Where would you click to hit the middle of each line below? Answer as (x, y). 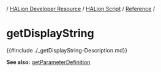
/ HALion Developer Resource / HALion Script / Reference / (80, 9)
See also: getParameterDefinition (48, 62)
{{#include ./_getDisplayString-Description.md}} (67, 50)
